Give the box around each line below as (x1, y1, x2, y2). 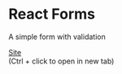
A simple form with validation (8, 32, 106, 41)
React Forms (8, 5, 96, 24)
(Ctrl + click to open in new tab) (8, 56, 115, 66)
